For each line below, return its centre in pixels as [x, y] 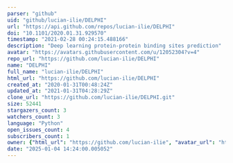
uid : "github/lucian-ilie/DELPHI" [57, 20]
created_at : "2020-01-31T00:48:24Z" [60, 85]
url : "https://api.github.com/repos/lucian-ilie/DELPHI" [91, 26]
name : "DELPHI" [29, 65]
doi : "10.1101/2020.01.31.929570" [57, 33]
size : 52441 [24, 104]
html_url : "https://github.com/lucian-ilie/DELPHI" [83, 78]
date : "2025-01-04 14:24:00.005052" [60, 149]
